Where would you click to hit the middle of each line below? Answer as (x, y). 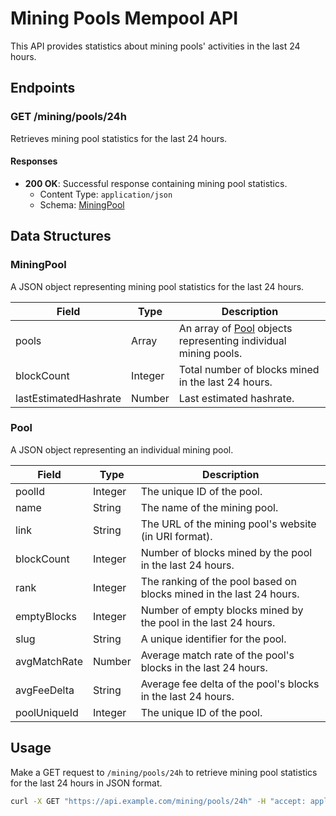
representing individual (232, 340)
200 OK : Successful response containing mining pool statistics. (156, 183)
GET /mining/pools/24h (68, 117)
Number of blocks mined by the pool (226, 552)
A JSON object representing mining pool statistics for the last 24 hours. (157, 286)
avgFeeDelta (45, 690)
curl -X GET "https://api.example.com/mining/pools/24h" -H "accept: (158, 801)
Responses (34, 161)
